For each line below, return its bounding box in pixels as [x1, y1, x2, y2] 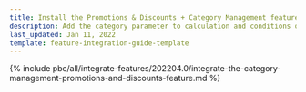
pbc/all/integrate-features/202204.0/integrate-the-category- [52, 63, 281, 74]
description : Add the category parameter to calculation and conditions [9, 22, 291, 31]
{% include [9, 63, 51, 74]
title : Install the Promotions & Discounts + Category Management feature [9, 13, 300, 23]
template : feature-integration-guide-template [9, 38, 189, 48]
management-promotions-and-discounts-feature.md [9, 73, 208, 84]
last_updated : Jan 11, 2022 [9, 30, 117, 39]
